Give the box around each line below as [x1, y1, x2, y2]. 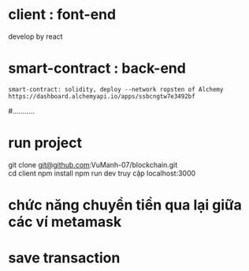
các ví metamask [8, 213, 122, 231]
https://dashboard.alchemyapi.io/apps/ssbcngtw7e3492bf [8, 92, 195, 100]
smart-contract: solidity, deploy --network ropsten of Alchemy [8, 85, 224, 93]
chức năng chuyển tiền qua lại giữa [8, 196, 242, 214]
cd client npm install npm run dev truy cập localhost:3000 [8, 168, 196, 178]
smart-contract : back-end [8, 59, 187, 77]
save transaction [8, 249, 121, 267]
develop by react [8, 32, 63, 41]
